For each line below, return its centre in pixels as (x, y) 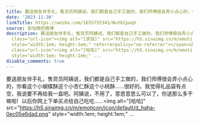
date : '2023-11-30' (30, 17)
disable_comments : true (36, 61)
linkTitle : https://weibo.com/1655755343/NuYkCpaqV (71, 22)
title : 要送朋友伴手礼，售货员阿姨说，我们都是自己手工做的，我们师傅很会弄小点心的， (99, 12)
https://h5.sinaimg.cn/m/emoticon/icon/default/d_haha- (88, 108)
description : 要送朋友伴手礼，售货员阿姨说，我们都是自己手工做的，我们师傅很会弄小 (98, 34)
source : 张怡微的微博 (30, 28)
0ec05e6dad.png (27, 114)
